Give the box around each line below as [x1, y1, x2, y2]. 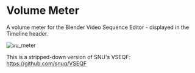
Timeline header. [6, 30, 49, 37]
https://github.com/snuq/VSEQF [6, 60, 87, 67]
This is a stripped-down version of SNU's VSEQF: [6, 53, 131, 60]
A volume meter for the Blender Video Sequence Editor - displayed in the [6, 24, 190, 31]
